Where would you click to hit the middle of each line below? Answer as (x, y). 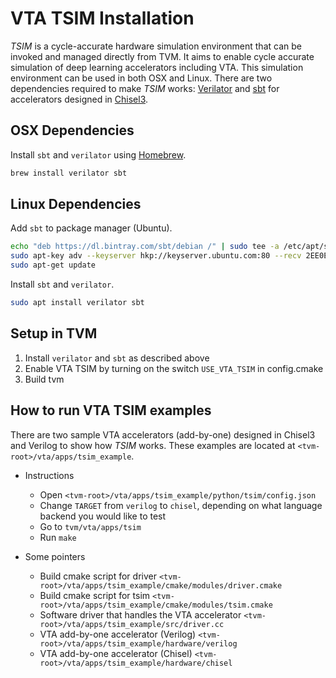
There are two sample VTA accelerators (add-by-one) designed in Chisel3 (163, 434)
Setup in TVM (54, 333)
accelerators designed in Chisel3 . (79, 99)
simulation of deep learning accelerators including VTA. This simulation (157, 67)
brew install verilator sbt (69, 173)
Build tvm (44, 379)
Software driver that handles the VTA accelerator (140, 614)
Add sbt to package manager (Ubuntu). (91, 228)
